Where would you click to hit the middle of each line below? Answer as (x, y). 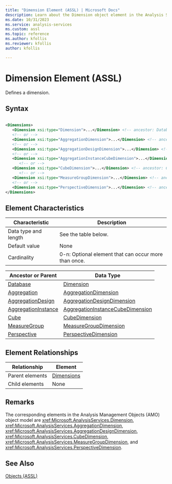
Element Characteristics (45, 208)
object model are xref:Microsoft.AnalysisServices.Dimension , (70, 420)
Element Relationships (42, 352)
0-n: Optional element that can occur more (111, 254)
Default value (24, 246)
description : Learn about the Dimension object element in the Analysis (84, 15)
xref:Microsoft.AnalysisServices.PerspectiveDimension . (64, 447)
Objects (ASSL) (21, 476)
